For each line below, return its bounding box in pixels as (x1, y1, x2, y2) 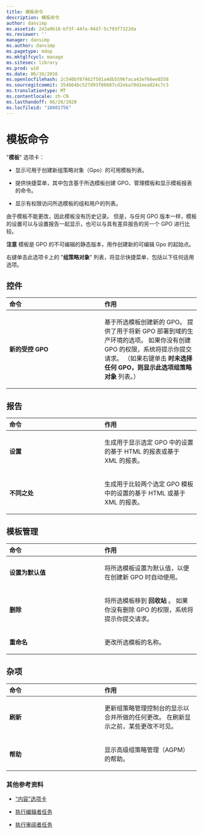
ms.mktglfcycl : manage (6, 54, 63, 60)
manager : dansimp (6, 37, 50, 43)
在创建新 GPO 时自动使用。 (105, 573, 181, 581)
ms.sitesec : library (6, 59, 59, 65)
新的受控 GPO (9, 345, 49, 354)
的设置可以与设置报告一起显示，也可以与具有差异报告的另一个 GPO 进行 (6, 220, 185, 228)
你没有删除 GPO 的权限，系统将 (105, 605, 193, 614)
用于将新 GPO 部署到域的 (117, 327, 187, 336)
